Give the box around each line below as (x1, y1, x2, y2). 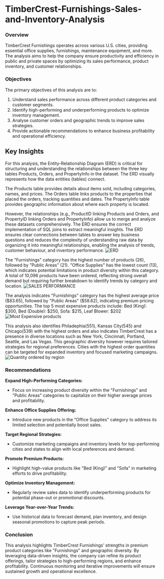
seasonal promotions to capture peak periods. (12, 519, 105, 524)
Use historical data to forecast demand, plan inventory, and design (12, 514, 147, 520)
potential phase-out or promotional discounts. (12, 494, 105, 500)
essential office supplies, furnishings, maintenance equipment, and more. (5, 48, 153, 54)
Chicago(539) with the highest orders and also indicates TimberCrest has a (5, 328, 157, 334)
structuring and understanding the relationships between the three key (5, 166, 148, 172)
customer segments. (12, 102, 54, 108)
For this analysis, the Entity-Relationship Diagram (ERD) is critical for (5, 160, 143, 166)
